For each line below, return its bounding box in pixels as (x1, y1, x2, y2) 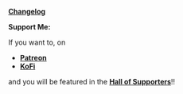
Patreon (19, 53, 47, 62)
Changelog (8, 7, 46, 16)
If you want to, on (8, 37, 66, 47)
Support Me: (8, 22, 51, 31)
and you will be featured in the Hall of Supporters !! (8, 77, 176, 86)
